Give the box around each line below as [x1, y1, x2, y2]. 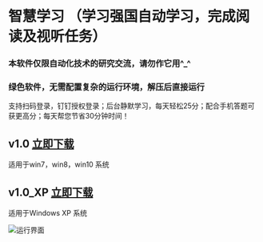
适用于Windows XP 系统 [8, 208, 88, 218]
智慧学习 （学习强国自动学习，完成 [8, 7, 236, 26]
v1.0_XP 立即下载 [8, 185, 94, 199]
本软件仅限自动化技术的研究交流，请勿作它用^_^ [8, 58, 192, 69]
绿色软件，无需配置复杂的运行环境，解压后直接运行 [8, 82, 205, 93]
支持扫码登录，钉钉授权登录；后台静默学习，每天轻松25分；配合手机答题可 [8, 101, 255, 111]
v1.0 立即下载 [8, 137, 74, 151]
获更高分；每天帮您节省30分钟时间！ [8, 111, 130, 121]
